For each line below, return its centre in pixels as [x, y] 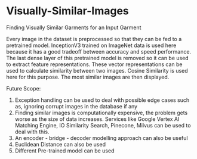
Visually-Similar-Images [68, 11]
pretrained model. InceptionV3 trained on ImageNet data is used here [91, 45]
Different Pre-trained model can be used [64, 151]
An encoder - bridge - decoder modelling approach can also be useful [101, 138]
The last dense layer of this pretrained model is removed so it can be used [98, 58]
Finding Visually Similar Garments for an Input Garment [74, 27]
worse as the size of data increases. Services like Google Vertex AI [97, 119]
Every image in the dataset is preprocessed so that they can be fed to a [94, 39]
